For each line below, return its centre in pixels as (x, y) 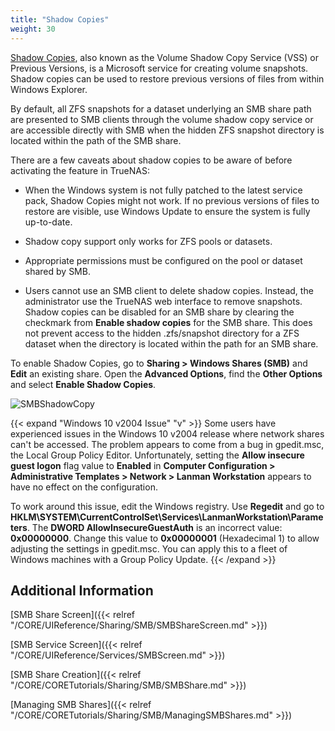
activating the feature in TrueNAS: (80, 170)
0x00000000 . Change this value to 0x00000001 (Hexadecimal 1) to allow (165, 538)
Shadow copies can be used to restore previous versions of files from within (167, 78)
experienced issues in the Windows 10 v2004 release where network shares (167, 433)
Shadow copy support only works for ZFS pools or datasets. (148, 241)
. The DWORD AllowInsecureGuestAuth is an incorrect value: (154, 527)
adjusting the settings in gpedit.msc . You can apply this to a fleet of (149, 548)
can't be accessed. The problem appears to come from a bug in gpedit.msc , (167, 444)
